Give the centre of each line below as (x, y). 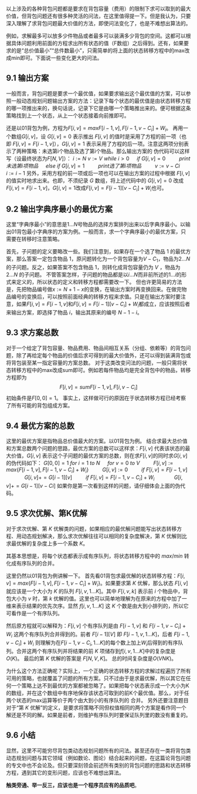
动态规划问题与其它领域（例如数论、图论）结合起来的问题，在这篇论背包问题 (98, 758)
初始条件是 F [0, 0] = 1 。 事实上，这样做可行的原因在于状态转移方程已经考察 (96, 398)
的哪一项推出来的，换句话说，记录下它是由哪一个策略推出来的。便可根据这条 (98, 108)
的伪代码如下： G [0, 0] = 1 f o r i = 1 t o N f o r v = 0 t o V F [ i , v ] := (90, 463)
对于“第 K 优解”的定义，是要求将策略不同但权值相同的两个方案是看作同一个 (96, 708)
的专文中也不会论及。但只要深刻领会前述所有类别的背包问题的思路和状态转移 (98, 765)
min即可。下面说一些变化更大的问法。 (57, 58)
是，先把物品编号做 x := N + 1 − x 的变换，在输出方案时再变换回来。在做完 (94, 289)
